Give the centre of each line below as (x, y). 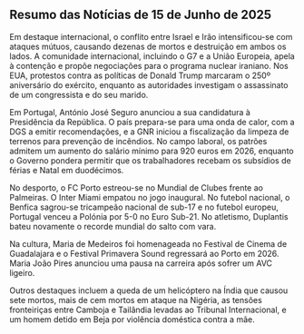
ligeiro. (22, 272)
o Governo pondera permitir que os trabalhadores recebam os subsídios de (151, 160)
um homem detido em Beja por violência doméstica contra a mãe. (132, 319)
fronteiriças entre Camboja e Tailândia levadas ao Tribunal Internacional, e (148, 309)
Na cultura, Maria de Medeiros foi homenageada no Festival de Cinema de (148, 243)
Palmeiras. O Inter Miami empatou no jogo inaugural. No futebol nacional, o (150, 197)
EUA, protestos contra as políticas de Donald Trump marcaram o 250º (140, 75)
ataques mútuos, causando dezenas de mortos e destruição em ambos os (148, 46)
